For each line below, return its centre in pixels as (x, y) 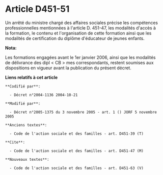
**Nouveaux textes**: (27, 159)
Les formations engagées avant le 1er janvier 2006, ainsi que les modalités (81, 57)
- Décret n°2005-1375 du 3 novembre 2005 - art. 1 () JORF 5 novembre (83, 112)
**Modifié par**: (23, 103)
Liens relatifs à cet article (31, 77)
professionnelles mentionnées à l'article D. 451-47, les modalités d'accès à (81, 28)
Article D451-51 (37, 9)
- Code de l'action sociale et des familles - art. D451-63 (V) (77, 168)
